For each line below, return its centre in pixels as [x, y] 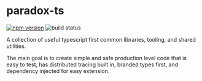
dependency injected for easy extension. [58, 71]
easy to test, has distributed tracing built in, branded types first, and [92, 64]
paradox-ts [35, 11]
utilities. [16, 46]
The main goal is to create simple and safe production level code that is [97, 58]
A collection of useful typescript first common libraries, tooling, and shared [101, 39]
